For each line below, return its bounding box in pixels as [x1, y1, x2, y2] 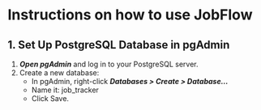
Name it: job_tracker [31, 85, 99, 95]
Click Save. [31, 94, 70, 103]
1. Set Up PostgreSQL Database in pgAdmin [7, 38, 230, 52]
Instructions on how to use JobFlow [7, 6, 253, 24]
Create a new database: [19, 68, 100, 78]
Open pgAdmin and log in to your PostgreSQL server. [19, 59, 199, 69]
